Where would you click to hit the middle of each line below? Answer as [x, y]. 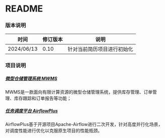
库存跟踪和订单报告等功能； [43, 98]
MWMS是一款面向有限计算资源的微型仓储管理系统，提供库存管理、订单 [79, 92]
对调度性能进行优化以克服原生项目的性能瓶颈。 [54, 130]
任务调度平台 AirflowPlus [31, 110]
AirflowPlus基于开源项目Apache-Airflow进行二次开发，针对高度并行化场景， [84, 124]
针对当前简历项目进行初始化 [100, 49]
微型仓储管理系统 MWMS [31, 79]
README [24, 9]
